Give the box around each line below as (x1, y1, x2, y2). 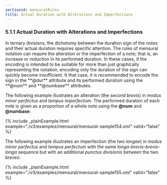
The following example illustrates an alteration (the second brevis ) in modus (5, 92, 161, 98)
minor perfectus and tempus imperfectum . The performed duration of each (5, 97, 160, 103)
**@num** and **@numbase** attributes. (5, 82, 91, 88)
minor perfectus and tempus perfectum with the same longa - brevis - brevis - (5, 143, 160, 149)
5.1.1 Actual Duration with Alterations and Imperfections (5, 29, 143, 36)
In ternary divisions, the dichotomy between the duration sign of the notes (5, 40, 158, 46)
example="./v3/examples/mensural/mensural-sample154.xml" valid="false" (5, 123, 160, 129)
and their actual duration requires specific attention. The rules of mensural (5, 45, 158, 51)
